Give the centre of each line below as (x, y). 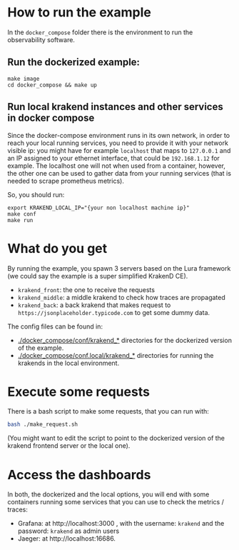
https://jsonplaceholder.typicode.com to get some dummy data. (114, 312)
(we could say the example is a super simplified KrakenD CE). (98, 276)
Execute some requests (78, 392)
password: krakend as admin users (68, 531)
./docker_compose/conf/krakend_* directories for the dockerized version (124, 340)
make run (20, 220)
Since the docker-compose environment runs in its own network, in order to (119, 135)
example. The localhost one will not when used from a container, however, (117, 166)
